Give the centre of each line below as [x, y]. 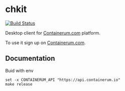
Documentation [30, 59]
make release [19, 84]
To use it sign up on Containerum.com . [45, 42]
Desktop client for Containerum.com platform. [53, 33]
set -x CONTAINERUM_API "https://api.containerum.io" [63, 80]
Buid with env [19, 70]
